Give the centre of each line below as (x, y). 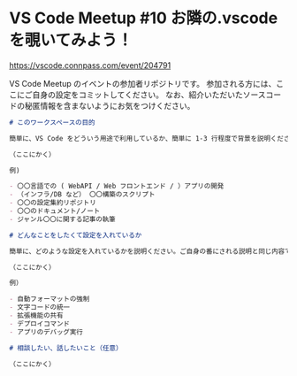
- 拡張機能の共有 (36, 316)
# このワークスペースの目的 (52, 122)
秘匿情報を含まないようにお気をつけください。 (110, 105)
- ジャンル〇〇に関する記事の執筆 (63, 219)
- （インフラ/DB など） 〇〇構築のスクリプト (82, 195)
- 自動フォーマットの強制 (49, 299)
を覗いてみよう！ (71, 40)
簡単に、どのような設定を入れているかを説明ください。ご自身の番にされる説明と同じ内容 (147, 251)
